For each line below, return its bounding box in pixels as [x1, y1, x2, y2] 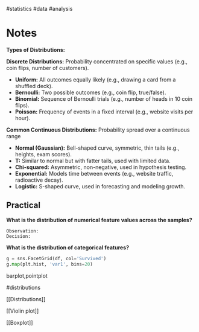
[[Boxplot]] [6, 319, 33, 326]
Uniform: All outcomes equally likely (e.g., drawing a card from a [14, 75, 176, 83]
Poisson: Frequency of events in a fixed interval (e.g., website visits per [14, 108, 194, 115]
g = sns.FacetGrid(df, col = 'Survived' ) [6, 255, 107, 261]
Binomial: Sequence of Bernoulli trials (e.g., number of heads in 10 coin [14, 95, 193, 102]
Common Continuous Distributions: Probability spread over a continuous [6, 126, 190, 133]
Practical [6, 200, 41, 211]
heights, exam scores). [14, 150, 72, 158]
